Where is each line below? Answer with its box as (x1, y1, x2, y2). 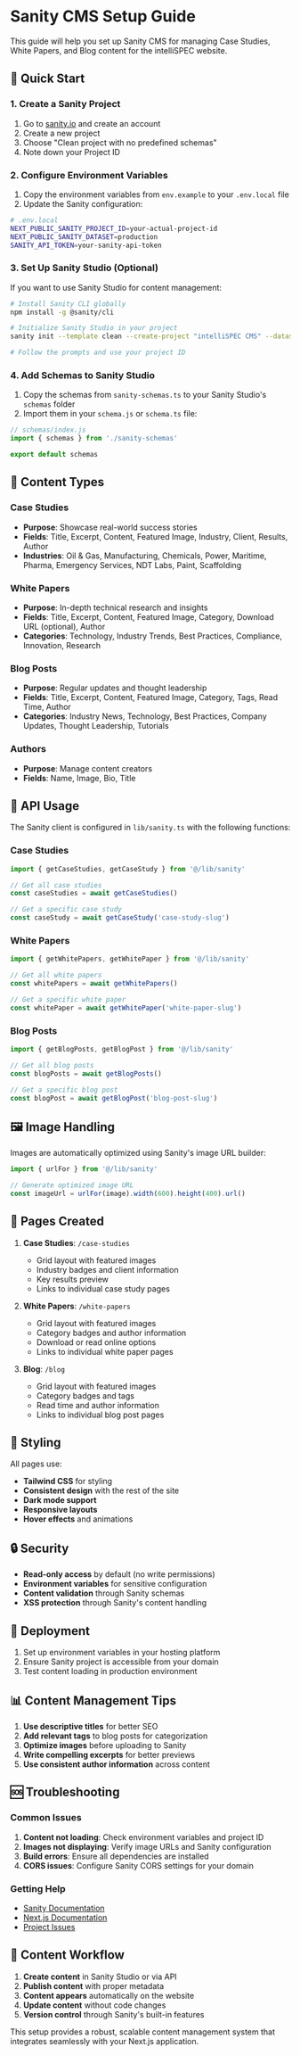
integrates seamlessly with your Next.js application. (10, 2035, 199, 2046)
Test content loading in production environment (22, 1666, 198, 1677)
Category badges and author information (36, 1327, 187, 1338)
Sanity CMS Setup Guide (10, 6, 197, 27)
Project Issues (22, 1921, 76, 1932)
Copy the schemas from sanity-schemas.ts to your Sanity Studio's (22, 390, 267, 400)
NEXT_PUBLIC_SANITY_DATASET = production (10, 232, 158, 242)
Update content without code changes (22, 2000, 166, 2010)
